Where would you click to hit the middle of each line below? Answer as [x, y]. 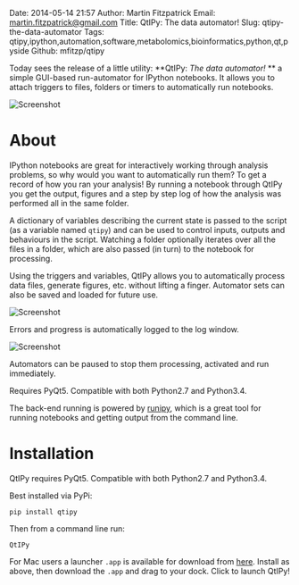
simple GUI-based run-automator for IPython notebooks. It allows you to [142, 78]
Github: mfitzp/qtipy [68, 51]
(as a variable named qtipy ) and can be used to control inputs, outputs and [147, 230]
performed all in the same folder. [69, 203]
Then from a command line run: [67, 528]
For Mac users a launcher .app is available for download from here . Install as [149, 561]
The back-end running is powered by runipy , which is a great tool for [135, 408]
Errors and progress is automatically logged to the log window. [124, 329]
